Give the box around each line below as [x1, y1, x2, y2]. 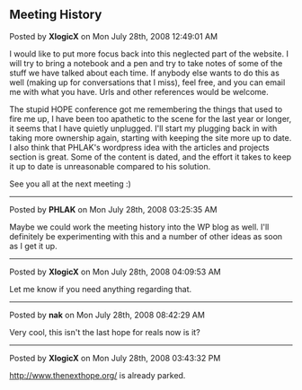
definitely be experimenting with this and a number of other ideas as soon [9, 230, 283, 241]
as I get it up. [9, 240, 58, 251]
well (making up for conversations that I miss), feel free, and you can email [9, 76, 286, 88]
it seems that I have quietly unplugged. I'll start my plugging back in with [9, 123, 278, 134]
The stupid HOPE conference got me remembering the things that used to [9, 103, 283, 115]
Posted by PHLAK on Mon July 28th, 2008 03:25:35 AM [9, 204, 218, 214]
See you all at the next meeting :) [9, 178, 132, 189]
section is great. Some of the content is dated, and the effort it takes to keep [9, 152, 292, 162]
